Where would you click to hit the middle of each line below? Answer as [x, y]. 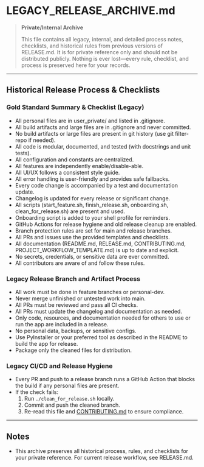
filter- [182, 133]
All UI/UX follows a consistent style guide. [67, 172]
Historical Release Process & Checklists [83, 90]
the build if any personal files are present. [67, 386]
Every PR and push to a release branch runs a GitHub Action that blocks [105, 379]
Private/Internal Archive [52, 27]
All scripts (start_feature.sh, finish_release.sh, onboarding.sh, [92, 205]
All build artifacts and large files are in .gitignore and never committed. [103, 127]
